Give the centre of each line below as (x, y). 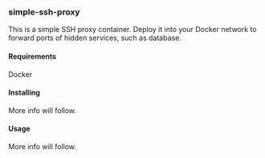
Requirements (33, 56)
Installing (24, 93)
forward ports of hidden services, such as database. (95, 38)
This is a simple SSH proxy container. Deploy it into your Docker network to (132, 30)
